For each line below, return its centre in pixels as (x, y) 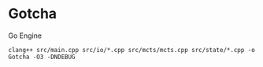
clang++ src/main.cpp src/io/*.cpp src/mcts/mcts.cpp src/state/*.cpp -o (132, 50)
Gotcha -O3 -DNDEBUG (42, 57)
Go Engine (25, 35)
